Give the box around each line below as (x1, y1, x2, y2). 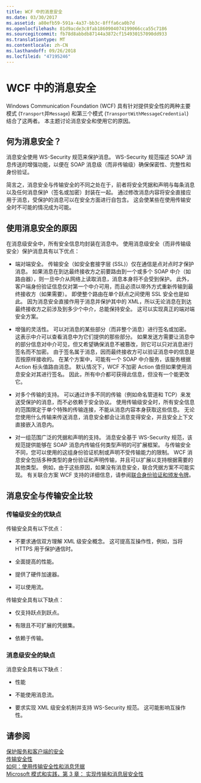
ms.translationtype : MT (6, 37, 66, 43)
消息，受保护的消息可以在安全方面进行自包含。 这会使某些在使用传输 (16, 196, 186, 204)
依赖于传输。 (14, 634, 47, 641)
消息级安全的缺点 (6, 651, 56, 659)
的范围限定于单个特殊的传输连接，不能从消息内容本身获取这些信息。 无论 (14, 406, 195, 413)
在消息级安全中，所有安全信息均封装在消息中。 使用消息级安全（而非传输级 (6, 240, 191, 247)
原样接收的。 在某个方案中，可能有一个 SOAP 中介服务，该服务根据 (25, 355, 191, 363)
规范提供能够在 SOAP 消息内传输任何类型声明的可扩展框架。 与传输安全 (14, 441, 191, 449)
